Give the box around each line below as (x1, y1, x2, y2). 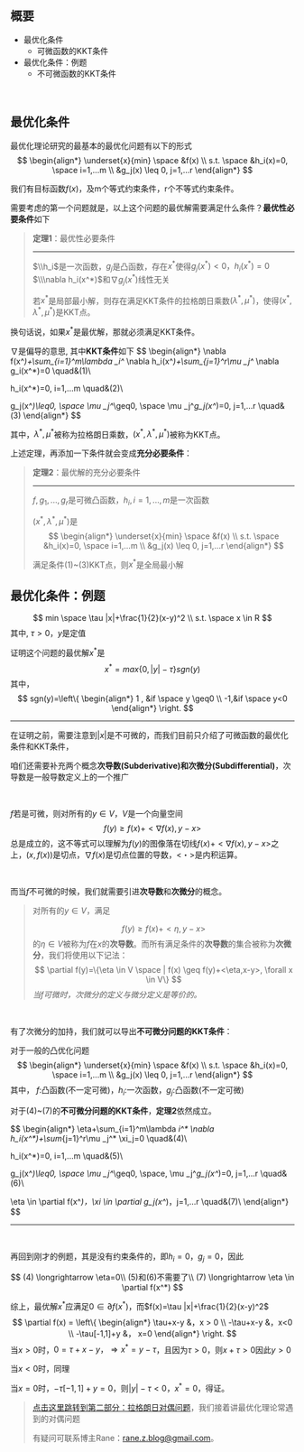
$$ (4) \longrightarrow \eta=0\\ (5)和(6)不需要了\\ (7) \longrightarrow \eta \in (10, 1272, 295, 1282)
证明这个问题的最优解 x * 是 (10, 646, 106, 658)
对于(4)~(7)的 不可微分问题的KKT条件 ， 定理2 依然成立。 (10, 1105, 216, 1116)
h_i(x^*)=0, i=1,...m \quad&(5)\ (10, 1151, 124, 1161)
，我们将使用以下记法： (40, 950, 128, 961)
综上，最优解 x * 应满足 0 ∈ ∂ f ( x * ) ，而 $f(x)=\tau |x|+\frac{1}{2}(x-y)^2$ (10, 1299, 270, 1311)
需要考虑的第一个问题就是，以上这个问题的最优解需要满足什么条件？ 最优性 (10, 202, 287, 213)
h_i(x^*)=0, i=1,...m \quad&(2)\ (10, 383, 124, 393)
